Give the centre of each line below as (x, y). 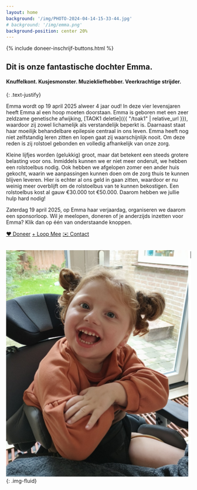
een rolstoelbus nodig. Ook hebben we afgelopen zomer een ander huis (93, 167)
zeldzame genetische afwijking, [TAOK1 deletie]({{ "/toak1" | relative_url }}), (97, 118)
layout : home (22, 12)
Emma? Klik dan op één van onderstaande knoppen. (69, 222)
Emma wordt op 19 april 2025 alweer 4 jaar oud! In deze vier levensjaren (93, 106)
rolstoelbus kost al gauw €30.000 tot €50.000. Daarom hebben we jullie (93, 192)
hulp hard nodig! (26, 198)
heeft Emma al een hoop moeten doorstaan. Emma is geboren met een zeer (97, 112)
